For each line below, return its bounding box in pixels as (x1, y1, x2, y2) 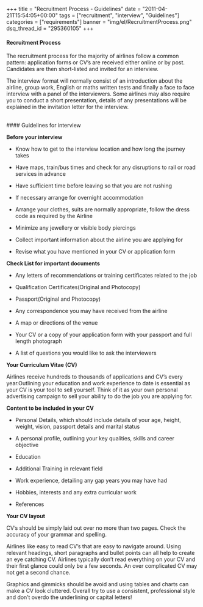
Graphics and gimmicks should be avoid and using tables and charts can (6, 581, 189, 588)
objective (15, 441, 39, 449)
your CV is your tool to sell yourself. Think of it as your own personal (6, 386, 178, 394)
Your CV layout (6, 513, 46, 520)
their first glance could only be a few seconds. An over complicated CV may (6, 562, 198, 570)
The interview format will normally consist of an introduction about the (6, 77, 183, 85)
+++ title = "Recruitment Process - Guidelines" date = (6, 6, 141, 12)
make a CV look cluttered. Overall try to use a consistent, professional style (6, 587, 196, 595)
